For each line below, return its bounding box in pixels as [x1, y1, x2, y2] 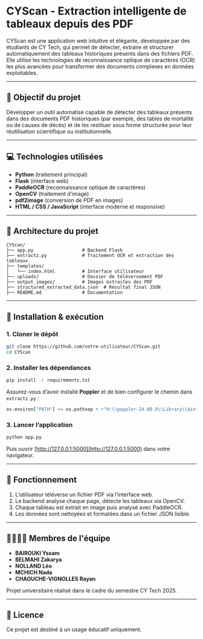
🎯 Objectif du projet [6, 92, 81, 103]
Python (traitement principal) [14, 170, 88, 178]
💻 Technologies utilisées [6, 152, 103, 162]
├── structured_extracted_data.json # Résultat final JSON [6, 284, 161, 291]
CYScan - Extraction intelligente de [6, 4, 187, 18]
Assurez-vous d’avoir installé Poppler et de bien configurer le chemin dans [6, 388, 193, 395]
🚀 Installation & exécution [6, 311, 104, 322]
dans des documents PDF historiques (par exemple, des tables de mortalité [6, 115, 194, 122]
